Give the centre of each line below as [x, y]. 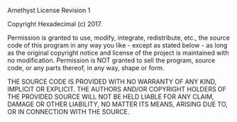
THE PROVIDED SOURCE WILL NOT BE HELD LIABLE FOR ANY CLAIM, [111, 96]
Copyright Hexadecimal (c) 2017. [55, 24]
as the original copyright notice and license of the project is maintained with [118, 53]
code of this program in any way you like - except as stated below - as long [117, 45]
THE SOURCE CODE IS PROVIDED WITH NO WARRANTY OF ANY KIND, [112, 82]
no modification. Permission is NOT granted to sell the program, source [111, 60]
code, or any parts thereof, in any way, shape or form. [86, 68]
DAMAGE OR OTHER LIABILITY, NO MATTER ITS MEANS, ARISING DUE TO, [118, 104]
